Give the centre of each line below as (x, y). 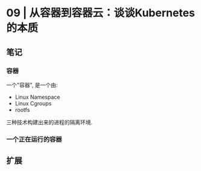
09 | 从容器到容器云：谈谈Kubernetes (101, 13)
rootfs (22, 110)
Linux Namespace (37, 97)
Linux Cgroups (33, 103)
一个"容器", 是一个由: (32, 85)
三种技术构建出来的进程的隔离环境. (49, 122)
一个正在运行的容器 (34, 139)
